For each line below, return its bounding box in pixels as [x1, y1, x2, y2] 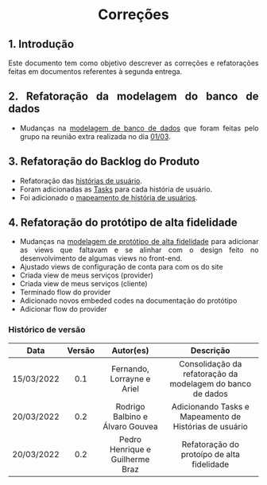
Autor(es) [111, 344, 149, 355]
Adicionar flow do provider [19, 305, 107, 314]
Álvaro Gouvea [103, 421, 158, 432]
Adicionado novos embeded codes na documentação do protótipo [19, 296, 238, 305]
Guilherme [110, 453, 150, 464]
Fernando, [110, 363, 149, 374]
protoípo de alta [180, 448, 240, 460]
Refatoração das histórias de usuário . [19, 176, 143, 185]
